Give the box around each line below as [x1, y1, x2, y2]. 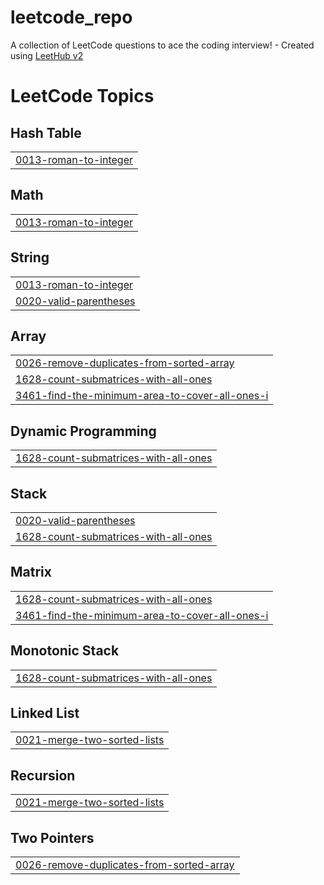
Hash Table [10, 124, 82, 141]
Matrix [10, 564, 52, 581]
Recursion [10, 767, 76, 784]
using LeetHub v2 [10, 49, 84, 61]
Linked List [10, 705, 80, 722]
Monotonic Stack [10, 642, 120, 660]
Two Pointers [10, 829, 95, 846]
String [10, 249, 50, 266]
